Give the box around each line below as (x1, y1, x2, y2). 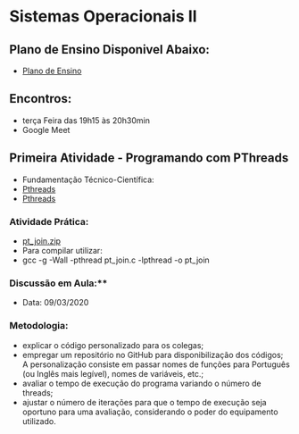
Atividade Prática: (9, 215, 89, 228)
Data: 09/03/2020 (21, 297, 89, 308)
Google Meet (21, 124, 71, 135)
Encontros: (9, 91, 72, 106)
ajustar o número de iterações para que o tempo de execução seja (21, 396, 267, 407)
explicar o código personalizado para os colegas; (21, 339, 204, 350)
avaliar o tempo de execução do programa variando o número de (21, 378, 262, 388)
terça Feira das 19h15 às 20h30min (21, 114, 150, 126)
